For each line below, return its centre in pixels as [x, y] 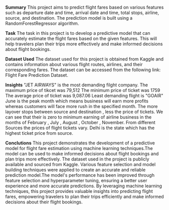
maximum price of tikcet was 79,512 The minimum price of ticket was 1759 [83, 90]
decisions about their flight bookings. [44, 202]
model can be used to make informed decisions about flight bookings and [82, 154]
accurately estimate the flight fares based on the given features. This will [81, 38]
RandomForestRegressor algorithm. [42, 23]
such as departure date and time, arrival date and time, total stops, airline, [82, 13]
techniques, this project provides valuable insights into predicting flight [79, 191]
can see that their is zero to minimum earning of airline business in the [78, 117]
